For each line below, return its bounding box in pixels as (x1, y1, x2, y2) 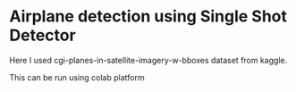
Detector (9, 25, 76, 46)
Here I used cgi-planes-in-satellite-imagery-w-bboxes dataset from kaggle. (9, 54, 288, 65)
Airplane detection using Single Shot (9, 6, 288, 27)
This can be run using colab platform (9, 71, 145, 82)
